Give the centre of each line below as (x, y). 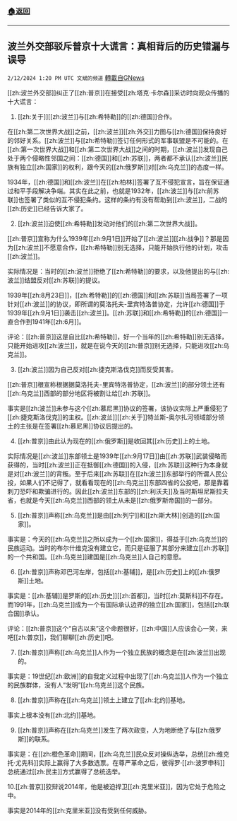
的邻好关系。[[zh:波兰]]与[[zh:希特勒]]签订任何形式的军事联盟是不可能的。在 (118, 141)
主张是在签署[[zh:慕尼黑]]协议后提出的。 (78, 426)
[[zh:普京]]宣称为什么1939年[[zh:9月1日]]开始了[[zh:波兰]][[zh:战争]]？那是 (115, 239)
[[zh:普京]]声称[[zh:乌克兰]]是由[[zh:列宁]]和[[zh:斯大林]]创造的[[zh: (115, 516)
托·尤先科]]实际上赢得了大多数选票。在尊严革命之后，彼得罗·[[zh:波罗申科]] (116, 763)
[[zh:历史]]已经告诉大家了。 (47, 209)
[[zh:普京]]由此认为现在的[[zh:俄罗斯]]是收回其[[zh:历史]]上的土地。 (115, 441)
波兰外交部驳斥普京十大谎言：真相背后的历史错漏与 (119, 46)
